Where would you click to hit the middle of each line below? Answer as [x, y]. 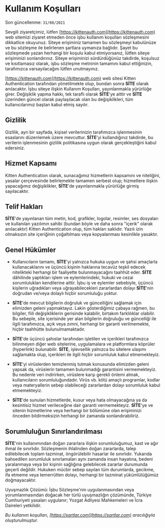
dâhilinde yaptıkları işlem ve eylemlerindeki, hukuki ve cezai [73, 278]
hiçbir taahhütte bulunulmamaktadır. [49, 329]
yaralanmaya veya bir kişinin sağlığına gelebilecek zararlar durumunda [76, 464]
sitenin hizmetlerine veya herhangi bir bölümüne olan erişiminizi [77, 411]
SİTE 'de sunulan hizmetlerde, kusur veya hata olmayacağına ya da [80, 400]
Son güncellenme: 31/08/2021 [35, 22]
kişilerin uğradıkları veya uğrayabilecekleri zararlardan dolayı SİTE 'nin [83, 288]
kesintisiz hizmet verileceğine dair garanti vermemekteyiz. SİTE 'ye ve [83, 405]
